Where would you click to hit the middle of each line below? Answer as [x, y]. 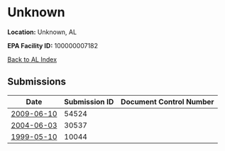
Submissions [37, 82]
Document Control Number [167, 101]
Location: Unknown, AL [42, 32]
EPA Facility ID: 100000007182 [53, 45]
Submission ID [89, 101]
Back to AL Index [32, 59]
